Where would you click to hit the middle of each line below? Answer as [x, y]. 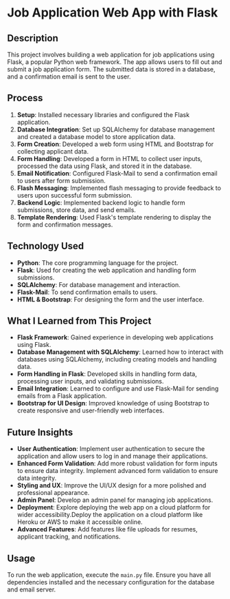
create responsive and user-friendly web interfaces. [91, 410]
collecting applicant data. [53, 151]
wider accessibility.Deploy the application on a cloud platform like [110, 515]
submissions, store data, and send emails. [76, 210]
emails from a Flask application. [62, 396]
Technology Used [46, 246]
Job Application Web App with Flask [113, 13]
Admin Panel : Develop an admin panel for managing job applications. [115, 500]
